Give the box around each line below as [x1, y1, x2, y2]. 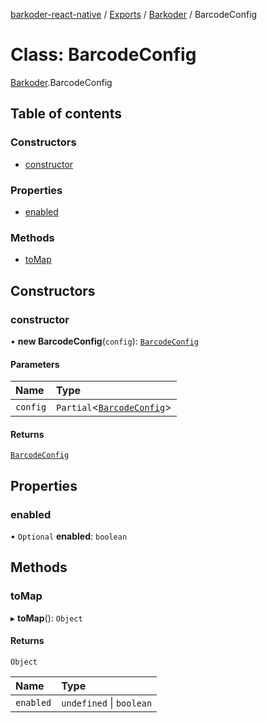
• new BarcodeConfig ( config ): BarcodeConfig [10, 335, 199, 347]
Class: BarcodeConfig [10, 44, 197, 66]
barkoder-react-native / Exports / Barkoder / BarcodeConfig [10, 9, 258, 20]
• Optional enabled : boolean [10, 530, 128, 542]
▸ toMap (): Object [10, 612, 83, 624]
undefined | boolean [61, 695, 153, 709]
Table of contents [10, 105, 122, 123]
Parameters [10, 358, 60, 370]
